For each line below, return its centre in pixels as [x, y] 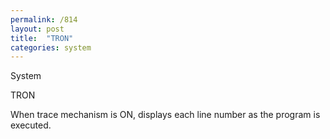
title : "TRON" [42, 38]
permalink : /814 [44, 19]
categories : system [51, 47]
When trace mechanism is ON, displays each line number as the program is [165, 115]
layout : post [37, 29]
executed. [31, 125]
